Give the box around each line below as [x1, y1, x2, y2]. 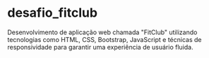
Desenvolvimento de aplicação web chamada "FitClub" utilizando [7, 28, 198, 36]
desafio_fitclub [7, 5, 97, 21]
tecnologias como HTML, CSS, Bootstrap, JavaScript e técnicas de [7, 35, 202, 43]
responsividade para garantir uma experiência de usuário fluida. [7, 43, 193, 51]
